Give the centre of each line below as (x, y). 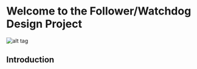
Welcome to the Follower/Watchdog (99, 11)
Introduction (30, 60)
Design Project (44, 24)
